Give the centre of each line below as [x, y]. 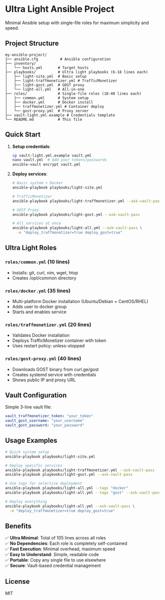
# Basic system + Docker [38, 183]
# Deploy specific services [34, 466]
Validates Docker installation [41, 335]
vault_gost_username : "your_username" [45, 421]
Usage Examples [31, 441]
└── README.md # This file [44, 119]
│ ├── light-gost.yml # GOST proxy [45, 85]
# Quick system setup [27, 452]
